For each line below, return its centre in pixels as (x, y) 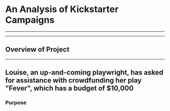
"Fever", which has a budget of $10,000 (70, 89)
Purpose (16, 103)
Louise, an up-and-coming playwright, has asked (84, 72)
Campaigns (30, 20)
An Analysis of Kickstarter (62, 9)
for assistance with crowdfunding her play (73, 80)
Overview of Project (37, 50)
